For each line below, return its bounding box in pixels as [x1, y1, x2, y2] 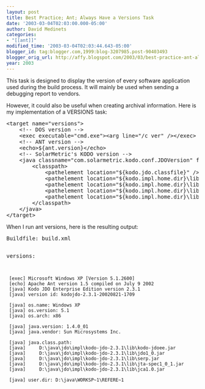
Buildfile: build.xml [6, 234, 71, 242]
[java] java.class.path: [9, 340, 72, 346]
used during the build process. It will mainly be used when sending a [6, 83, 179, 90]
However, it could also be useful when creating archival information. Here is [6, 101, 196, 109]
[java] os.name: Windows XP [9, 302, 81, 308]
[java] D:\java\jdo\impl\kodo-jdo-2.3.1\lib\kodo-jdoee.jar [9, 344, 176, 351]
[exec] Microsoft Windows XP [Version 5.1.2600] [9, 275, 135, 282]
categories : [6, 32, 37, 38]
